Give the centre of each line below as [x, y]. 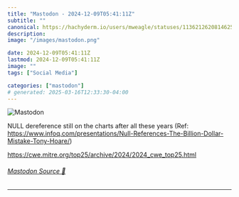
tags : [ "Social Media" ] [43, 73]
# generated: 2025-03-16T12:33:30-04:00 [68, 92]
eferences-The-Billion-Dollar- [181, 134]
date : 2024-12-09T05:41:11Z [49, 53]
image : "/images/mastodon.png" [54, 40]
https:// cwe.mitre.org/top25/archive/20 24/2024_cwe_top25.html [102, 155]
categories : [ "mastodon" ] [46, 86]
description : [27, 34]
